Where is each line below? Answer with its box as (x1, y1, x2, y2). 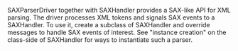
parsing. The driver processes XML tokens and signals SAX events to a (7, 13, 215, 22)
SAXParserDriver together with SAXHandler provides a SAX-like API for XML (7, 6, 231, 14)
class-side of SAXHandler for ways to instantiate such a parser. (7, 36, 193, 44)
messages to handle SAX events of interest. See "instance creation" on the (7, 28, 227, 36)
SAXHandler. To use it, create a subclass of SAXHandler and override (7, 21, 211, 29)
